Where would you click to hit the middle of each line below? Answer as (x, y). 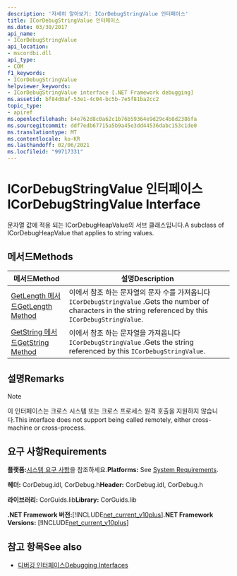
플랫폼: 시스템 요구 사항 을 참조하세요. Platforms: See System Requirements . (113, 470)
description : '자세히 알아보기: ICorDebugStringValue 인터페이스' (98, 14)
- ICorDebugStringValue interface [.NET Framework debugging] (101, 93)
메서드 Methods (40, 257)
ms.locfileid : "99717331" (45, 152)
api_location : (28, 47)
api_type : (22, 60)
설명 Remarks (36, 379)
